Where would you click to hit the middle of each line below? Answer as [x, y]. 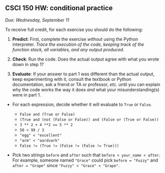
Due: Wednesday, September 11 [37, 20]
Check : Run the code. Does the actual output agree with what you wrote [85, 59]
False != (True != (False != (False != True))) [69, 146]
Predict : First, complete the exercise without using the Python [75, 39]
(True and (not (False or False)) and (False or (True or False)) [89, 120]
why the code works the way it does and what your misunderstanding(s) [86, 89]
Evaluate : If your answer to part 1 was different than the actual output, [83, 74]
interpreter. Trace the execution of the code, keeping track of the [78, 44]
